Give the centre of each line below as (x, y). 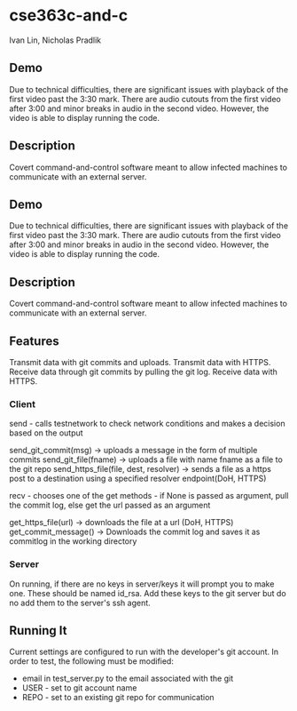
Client (22, 403)
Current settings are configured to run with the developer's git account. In (144, 652)
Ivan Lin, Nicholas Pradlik (55, 40)
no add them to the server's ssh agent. (80, 603)
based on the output (46, 433)
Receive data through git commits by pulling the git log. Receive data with (143, 371)
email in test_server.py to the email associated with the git (127, 679)
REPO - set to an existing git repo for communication (118, 698)
